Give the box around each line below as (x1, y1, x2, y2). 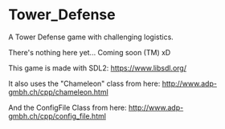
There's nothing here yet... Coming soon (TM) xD (8, 47, 171, 57)
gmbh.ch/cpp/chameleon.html (8, 87, 108, 97)
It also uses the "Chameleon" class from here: (8, 79, 161, 88)
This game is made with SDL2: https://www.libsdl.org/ (8, 62, 187, 73)
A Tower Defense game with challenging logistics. (8, 32, 174, 42)
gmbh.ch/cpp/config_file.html (8, 111, 107, 121)
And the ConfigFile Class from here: (8, 103, 127, 112)
